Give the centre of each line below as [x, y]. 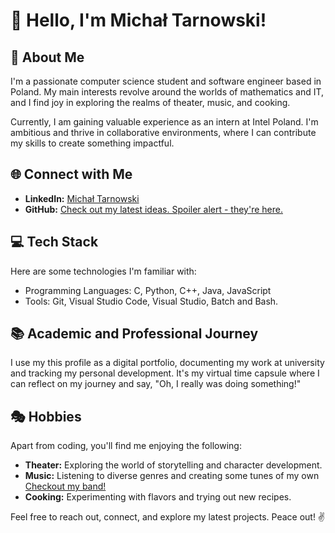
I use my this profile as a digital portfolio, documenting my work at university [167, 363]
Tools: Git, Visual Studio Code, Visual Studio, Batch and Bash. [151, 301]
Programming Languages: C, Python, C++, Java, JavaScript [148, 290]
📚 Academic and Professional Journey [134, 334]
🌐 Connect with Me [71, 174]
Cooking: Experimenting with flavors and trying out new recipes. [158, 497]
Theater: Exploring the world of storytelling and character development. [173, 465]
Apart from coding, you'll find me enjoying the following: [126, 446]
